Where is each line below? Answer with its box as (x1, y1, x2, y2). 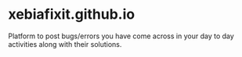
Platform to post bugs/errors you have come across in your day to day (8, 31, 235, 41)
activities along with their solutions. (8, 39, 122, 48)
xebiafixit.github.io (8, 5, 135, 23)
